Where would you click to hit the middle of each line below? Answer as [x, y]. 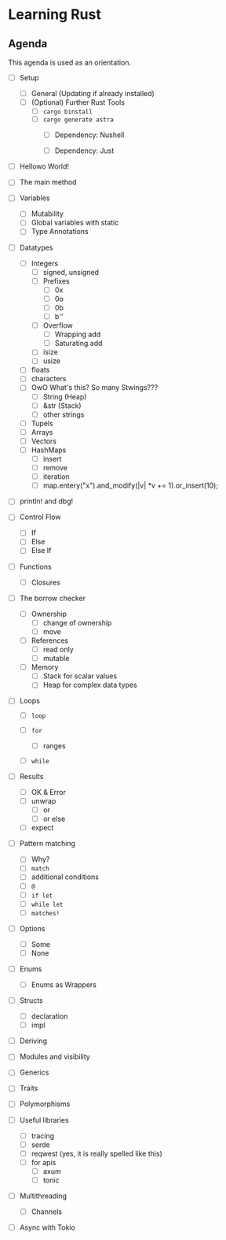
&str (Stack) [62, 405]
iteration [56, 477]
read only [58, 649]
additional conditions [65, 877]
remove [55, 468]
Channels [47, 1212]
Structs [31, 1001]
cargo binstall [67, 112]
